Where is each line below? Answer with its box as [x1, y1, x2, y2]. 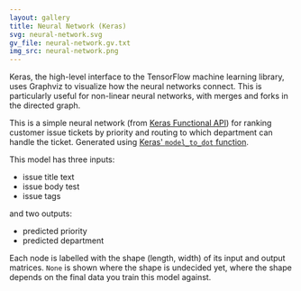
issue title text [22, 172, 75, 183]
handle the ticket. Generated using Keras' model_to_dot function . [9, 137, 250, 148]
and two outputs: [9, 208, 72, 219]
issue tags [22, 191, 61, 202]
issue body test [22, 181, 80, 192]
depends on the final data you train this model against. [9, 272, 212, 283]
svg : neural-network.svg [9, 30, 103, 39]
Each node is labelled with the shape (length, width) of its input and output [9, 253, 286, 264]
